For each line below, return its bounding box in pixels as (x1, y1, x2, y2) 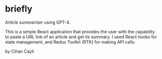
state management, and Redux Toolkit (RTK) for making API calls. (5, 39, 136, 44)
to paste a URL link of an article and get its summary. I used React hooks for (5, 34, 157, 40)
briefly (5, 3, 33, 15)
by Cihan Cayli (5, 48, 34, 54)
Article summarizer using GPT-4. (5, 19, 71, 25)
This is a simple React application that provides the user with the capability (5, 29, 155, 34)
